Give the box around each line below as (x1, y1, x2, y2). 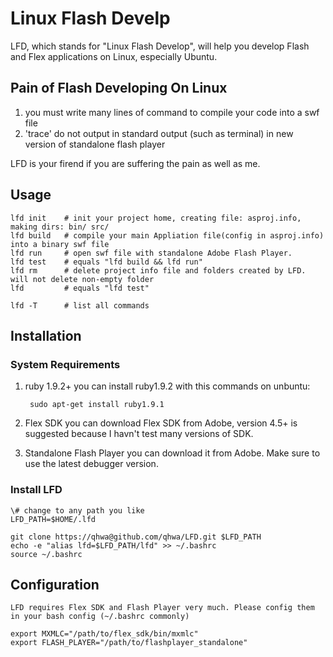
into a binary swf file (10, 239, 110, 249)
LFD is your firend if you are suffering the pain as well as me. (10, 157, 261, 169)
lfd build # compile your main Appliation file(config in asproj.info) (10, 230, 325, 241)
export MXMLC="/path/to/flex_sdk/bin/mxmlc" (10, 629, 199, 639)
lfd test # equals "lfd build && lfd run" (10, 257, 203, 267)
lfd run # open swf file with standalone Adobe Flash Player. (10, 248, 293, 258)
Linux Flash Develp (10, 7, 171, 30)
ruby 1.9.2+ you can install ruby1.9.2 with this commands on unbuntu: (24, 380, 311, 392)
